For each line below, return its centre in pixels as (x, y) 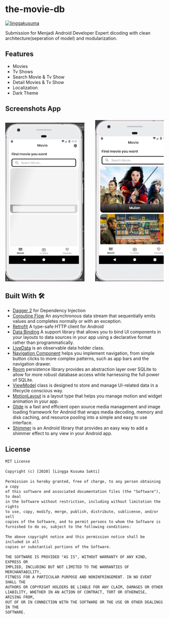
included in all (22, 542)
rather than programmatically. (43, 342)
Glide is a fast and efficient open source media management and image (87, 407)
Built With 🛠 (25, 296)
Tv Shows (23, 71)
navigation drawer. (32, 364)
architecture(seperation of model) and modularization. (61, 38)
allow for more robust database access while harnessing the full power (86, 375)
